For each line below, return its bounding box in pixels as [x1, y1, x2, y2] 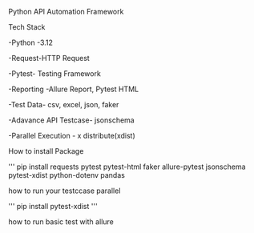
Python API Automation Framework [8, 7, 124, 16]
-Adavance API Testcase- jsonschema [8, 115, 135, 125]
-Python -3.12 [8, 38, 54, 47]
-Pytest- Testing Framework [8, 69, 102, 78]
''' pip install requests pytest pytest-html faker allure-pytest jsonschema [8, 162, 246, 171]
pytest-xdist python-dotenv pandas [8, 171, 126, 179]
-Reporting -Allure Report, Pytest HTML [8, 84, 139, 94]
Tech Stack [8, 22, 46, 31]
